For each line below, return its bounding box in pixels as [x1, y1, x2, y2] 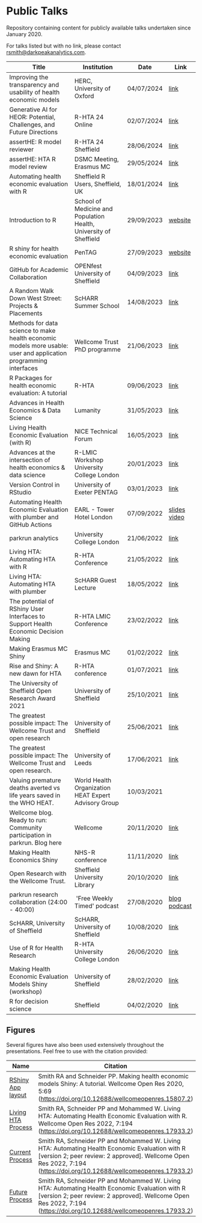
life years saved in [9, 791, 61, 799]
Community [9, 823, 42, 831]
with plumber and [9, 513, 59, 521]
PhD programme [74, 345, 121, 353]
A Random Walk [9, 286, 54, 295]
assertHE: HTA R [9, 155, 56, 163]
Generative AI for [9, 105, 58, 114]
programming [9, 356, 48, 365]
